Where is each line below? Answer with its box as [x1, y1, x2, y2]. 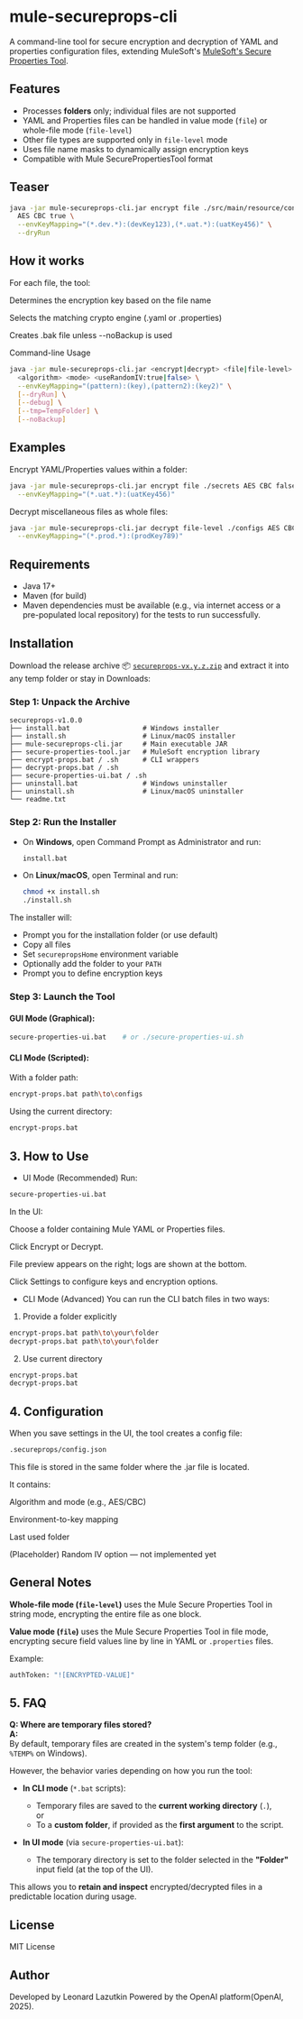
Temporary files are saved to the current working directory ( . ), [35, 1801, 272, 1812]
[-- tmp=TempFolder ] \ [17, 407, 99, 416]
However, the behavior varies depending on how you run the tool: [9, 1766, 252, 1776]
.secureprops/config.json [9, 1445, 106, 1455]
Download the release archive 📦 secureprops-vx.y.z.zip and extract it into [9, 660, 289, 671]
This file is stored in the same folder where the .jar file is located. [9, 1461, 250, 1472]
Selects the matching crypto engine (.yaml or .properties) [9, 312, 223, 323]
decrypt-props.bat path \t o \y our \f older [9, 1336, 160, 1345]
